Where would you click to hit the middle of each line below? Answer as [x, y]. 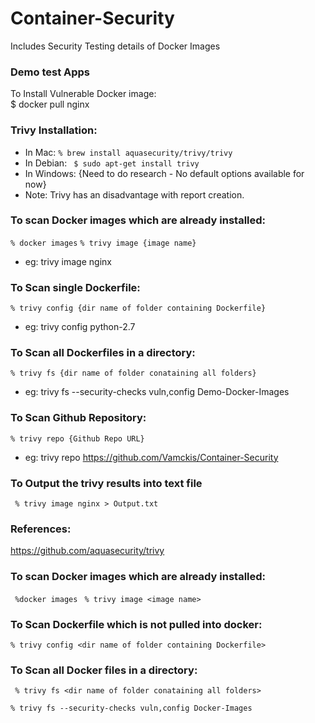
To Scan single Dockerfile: [75, 287]
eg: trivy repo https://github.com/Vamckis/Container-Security [151, 457]
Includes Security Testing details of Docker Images [115, 46]
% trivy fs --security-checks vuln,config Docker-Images [131, 708]
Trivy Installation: [54, 130]
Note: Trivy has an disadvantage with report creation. [134, 194]
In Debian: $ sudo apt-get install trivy [112, 163]
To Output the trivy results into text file [106, 483]
